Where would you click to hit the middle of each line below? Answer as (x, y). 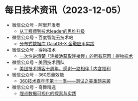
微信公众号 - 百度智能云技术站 (43, 37)
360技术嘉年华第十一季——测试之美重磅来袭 (65, 81)
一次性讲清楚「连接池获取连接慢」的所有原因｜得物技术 (76, 56)
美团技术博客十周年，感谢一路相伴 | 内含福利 (65, 68)
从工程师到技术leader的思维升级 (52, 31)
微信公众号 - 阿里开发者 (36, 25)
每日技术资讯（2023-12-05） (65, 10)
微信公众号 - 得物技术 (34, 50)
